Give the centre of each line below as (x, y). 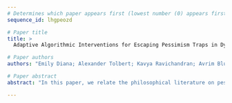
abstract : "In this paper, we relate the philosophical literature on (111, 82)
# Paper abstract (32, 76)
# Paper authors (30, 58)
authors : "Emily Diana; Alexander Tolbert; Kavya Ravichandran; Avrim (111, 64)
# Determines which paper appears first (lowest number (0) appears (108, 13)
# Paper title (28, 32)
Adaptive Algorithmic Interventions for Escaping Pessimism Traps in (115, 45)
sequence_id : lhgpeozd (40, 20)
